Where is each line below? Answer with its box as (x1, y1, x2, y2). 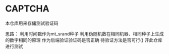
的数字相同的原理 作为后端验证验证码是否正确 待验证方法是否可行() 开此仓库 (5, 37, 163, 43)
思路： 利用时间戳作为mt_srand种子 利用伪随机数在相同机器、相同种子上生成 (5, 30, 164, 36)
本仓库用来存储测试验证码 (5, 20, 59, 26)
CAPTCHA (5, 3, 49, 14)
